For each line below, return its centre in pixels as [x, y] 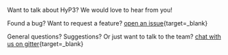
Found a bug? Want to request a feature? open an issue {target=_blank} [107, 23]
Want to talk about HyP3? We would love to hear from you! [90, 10]
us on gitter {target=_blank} [45, 44]
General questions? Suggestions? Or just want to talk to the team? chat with [114, 36]
